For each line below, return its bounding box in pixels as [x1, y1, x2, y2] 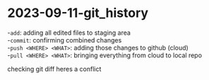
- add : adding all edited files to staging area [7, 28, 131, 37]
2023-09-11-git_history [7, 5, 149, 21]
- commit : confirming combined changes [7, 35, 122, 44]
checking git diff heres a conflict [7, 64, 102, 73]
